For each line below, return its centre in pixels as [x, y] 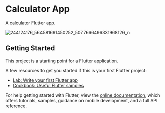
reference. [16, 106]
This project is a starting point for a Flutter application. [62, 61]
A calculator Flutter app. [30, 23]
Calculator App [37, 9]
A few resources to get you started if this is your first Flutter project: [76, 70]
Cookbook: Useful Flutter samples [48, 85]
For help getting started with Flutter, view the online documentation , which [83, 95]
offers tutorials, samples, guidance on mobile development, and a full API [81, 100]
